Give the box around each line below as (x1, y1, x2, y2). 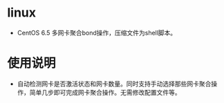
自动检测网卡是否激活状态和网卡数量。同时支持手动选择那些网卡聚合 (17, 79, 212, 88)
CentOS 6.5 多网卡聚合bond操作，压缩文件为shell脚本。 (17, 28, 177, 37)
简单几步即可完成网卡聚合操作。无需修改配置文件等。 (29, 88, 181, 96)
